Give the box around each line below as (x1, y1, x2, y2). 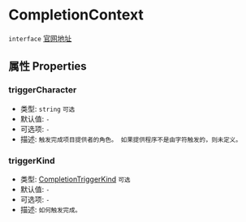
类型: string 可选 (19, 104, 76, 113)
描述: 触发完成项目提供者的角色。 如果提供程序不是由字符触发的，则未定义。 (19, 134, 242, 143)
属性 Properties (8, 59, 87, 74)
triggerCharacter (8, 84, 77, 96)
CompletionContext (8, 6, 145, 24)
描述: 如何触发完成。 (19, 204, 82, 214)
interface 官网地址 (8, 33, 72, 43)
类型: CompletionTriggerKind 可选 (19, 174, 131, 184)
